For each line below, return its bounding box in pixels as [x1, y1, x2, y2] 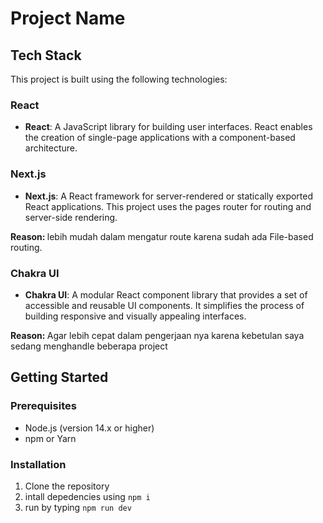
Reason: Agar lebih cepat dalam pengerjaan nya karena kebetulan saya [10, 329, 305, 341]
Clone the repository [24, 480, 110, 492]
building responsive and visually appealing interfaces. [24, 310, 247, 322]
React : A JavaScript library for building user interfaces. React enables [24, 121, 313, 133]
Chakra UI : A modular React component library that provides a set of [24, 288, 308, 301]
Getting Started [10, 369, 109, 386]
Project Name [10, 7, 126, 30]
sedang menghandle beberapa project [10, 340, 168, 352]
